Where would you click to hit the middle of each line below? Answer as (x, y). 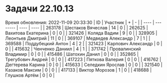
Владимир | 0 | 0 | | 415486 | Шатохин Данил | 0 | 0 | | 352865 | (72, 54)
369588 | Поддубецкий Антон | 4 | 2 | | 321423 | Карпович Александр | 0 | (84, 43)
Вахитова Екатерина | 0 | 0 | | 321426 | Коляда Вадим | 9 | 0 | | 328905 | (81, 33)
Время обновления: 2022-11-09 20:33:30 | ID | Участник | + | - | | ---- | (80, 22)
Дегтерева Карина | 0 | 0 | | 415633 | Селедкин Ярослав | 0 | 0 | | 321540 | (84, 65)
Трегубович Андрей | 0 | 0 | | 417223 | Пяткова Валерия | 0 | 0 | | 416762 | (83, 59)
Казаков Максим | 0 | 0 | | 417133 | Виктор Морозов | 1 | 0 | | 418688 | (78, 70)
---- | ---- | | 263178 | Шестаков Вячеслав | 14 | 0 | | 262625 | (84, 27)
